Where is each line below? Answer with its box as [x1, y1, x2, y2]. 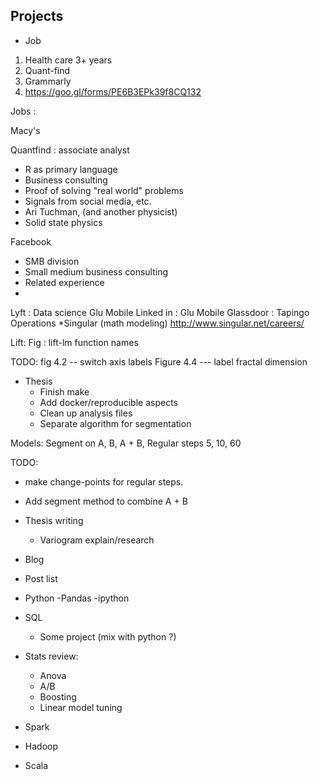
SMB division [24, 255, 80, 267]
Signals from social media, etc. [24, 195, 152, 207]
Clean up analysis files [39, 407, 133, 419]
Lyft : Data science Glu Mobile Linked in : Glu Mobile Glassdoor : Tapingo [10, 306, 310, 318]
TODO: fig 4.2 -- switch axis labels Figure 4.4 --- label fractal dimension [10, 355, 308, 368]
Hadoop [24, 740, 58, 752]
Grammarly [24, 75, 72, 87]
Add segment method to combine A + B [24, 495, 188, 507]
